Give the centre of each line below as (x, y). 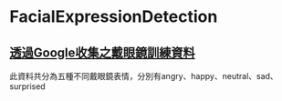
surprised (27, 86)
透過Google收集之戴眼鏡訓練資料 (102, 52)
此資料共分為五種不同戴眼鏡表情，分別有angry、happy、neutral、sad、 (144, 76)
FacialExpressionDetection (114, 17)
